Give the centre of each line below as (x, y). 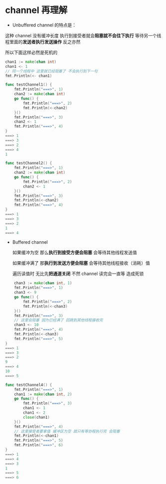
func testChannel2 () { (29, 163)
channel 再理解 (36, 10)
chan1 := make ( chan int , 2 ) (43, 394)
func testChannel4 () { (29, 385)
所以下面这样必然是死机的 (31, 52)
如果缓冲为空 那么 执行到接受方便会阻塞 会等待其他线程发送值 (75, 253)
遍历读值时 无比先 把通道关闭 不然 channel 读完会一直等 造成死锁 (78, 274)
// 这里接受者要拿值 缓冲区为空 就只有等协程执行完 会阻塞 (67, 431)
